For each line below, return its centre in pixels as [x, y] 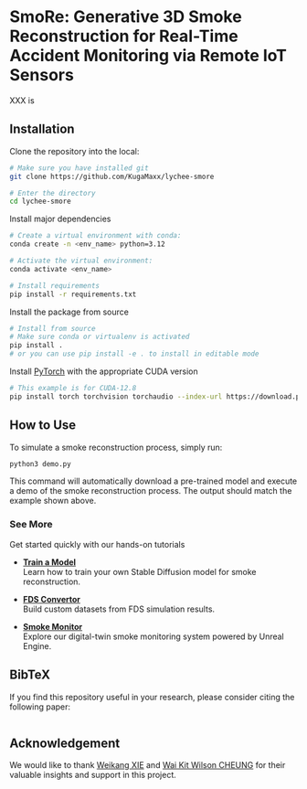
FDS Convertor [51, 599]
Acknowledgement [65, 743]
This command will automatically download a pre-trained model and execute [153, 481]
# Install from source [53, 328]
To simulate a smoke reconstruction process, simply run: [116, 447]
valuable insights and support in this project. [93, 775]
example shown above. [53, 501]
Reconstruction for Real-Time [124, 36]
